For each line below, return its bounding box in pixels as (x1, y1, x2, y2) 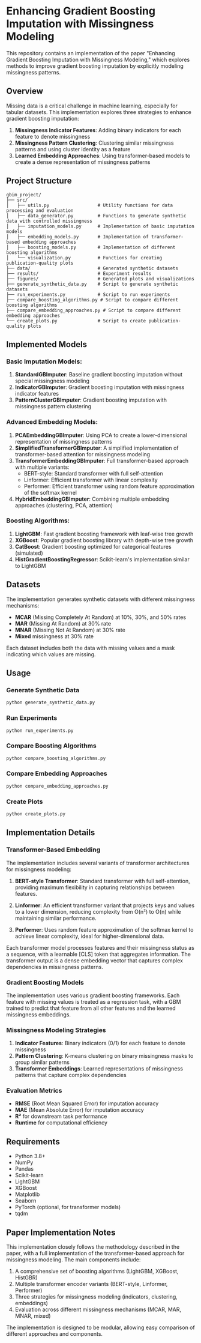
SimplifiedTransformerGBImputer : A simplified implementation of (14, 444, 179, 451)
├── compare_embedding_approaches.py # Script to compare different (6, 307, 181, 313)
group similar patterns (14, 1058, 70, 1066)
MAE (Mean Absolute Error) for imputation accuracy (14, 1106, 144, 1114)
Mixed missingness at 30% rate (14, 632, 94, 640)
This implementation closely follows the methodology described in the (6, 1243, 180, 1251)
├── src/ (6, 197, 28, 203)
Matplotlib (14, 1191, 40, 1198)
